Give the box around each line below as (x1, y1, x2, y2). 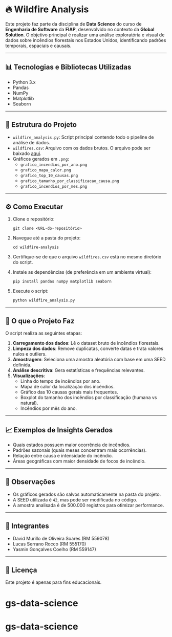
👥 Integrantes (5, 522, 50, 531)
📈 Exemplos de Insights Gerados (5, 426, 113, 434)
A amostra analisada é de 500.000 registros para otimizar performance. (12, 502, 164, 508)
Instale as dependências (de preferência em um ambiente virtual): (12, 269, 152, 275)
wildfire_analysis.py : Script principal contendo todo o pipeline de (12, 134, 154, 140)
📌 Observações (5, 477, 55, 487)
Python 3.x (12, 79, 36, 85)
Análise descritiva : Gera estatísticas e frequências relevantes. (12, 367, 145, 374)
